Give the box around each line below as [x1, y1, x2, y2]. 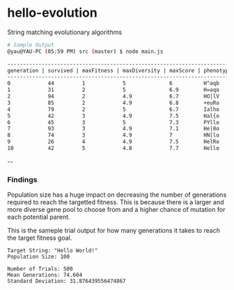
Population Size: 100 [7, 253, 70, 261]
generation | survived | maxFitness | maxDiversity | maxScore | [7, 67, 201, 74]
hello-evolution [7, 5, 97, 21]
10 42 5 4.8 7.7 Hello [7, 145, 219, 152]
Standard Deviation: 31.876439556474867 [7, 277, 127, 285]
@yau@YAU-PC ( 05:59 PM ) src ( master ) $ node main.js [7, 47, 164, 55]
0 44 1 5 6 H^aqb [7, 80, 219, 87]
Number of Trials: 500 [7, 266, 73, 273]
